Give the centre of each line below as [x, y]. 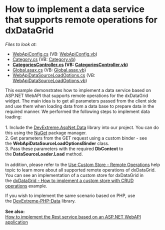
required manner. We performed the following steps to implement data [77, 111]
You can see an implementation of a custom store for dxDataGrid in [74, 175]
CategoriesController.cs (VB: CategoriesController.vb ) [70, 64]
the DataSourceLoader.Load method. [44, 154]
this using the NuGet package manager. [46, 132]
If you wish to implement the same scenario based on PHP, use [70, 195]
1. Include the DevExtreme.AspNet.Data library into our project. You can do [82, 127]
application [17, 222]
